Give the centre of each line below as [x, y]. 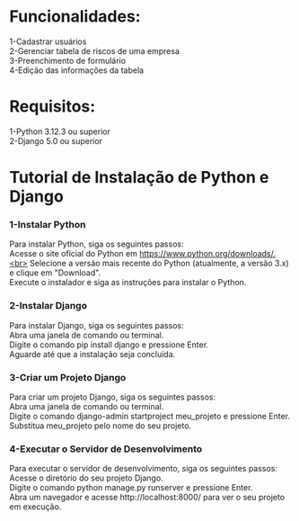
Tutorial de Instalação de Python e [139, 178]
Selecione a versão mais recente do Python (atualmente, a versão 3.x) [159, 264]
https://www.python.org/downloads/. [207, 254]
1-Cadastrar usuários [48, 41]
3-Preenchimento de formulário [68, 60]
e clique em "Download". [55, 273]
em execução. [35, 507]
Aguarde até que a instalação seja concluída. [92, 354]
